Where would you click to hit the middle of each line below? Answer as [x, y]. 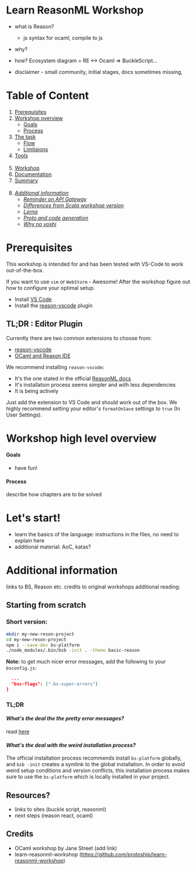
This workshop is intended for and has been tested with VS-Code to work [95, 264]
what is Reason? [34, 26]
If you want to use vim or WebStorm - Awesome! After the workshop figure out [98, 282]
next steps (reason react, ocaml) [54, 815]
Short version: [27, 622]
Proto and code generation [56, 218]
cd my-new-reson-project [36, 639]
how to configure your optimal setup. [51, 287]
